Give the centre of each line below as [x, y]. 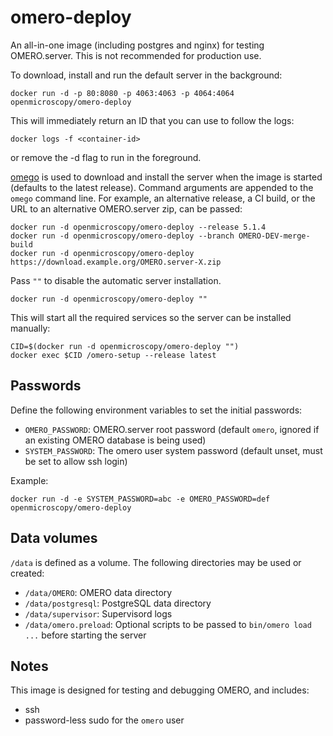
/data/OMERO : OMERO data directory [98, 592]
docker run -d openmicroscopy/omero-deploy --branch [122, 236]
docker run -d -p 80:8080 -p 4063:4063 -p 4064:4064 [122, 93]
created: [27, 573]
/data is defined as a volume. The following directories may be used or [156, 562]
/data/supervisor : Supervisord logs [98, 613]
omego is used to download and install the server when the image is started [166, 177]
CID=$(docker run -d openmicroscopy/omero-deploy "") [125, 346]
